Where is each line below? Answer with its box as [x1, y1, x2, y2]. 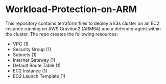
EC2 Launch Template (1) [12, 73, 66, 79]
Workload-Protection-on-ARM [5, 4, 137, 15]
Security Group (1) [12, 46, 52, 52]
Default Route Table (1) [12, 62, 61, 68]
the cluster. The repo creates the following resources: [5, 31, 118, 37]
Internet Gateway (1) [12, 57, 56, 63]
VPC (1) [12, 40, 29, 47]
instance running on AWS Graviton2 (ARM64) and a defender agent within [5, 25, 161, 31]
